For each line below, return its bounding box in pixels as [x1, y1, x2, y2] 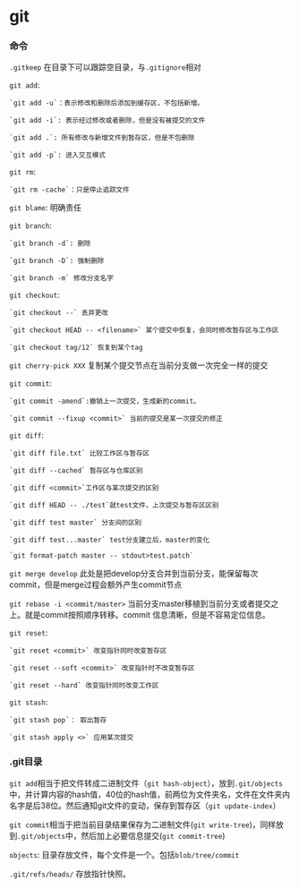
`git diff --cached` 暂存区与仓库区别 [9, 466, 143, 475]
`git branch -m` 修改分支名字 [9, 274, 114, 283]
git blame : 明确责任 [9, 202, 82, 213]
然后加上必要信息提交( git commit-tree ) [80, 830, 226, 841]
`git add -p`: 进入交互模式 [9, 150, 106, 160]
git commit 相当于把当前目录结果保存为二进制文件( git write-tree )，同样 [9, 819, 277, 830]
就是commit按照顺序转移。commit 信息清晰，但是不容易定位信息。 [24, 610, 270, 620]
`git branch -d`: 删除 [9, 239, 91, 248]
